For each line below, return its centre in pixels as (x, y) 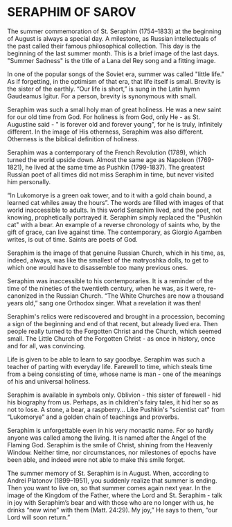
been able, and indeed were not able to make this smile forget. (96, 459)
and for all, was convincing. (46, 346)
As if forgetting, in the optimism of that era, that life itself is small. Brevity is (114, 81)
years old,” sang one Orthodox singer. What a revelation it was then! (104, 303)
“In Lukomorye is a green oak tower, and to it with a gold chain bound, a (110, 195)
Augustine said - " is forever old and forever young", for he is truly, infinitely (115, 124)
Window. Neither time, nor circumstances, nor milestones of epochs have (112, 452)
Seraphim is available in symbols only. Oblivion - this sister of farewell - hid (114, 395)
